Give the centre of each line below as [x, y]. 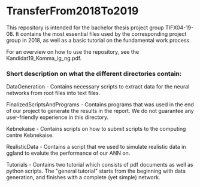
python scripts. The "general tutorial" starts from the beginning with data [96, 171]
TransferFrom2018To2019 [72, 11]
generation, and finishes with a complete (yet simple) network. [83, 177]
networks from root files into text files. [53, 93]
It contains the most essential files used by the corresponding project [101, 33]
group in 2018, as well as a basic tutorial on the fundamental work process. [99, 40]
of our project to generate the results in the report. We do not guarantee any [100, 111]
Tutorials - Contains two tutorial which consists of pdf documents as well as [100, 165]
